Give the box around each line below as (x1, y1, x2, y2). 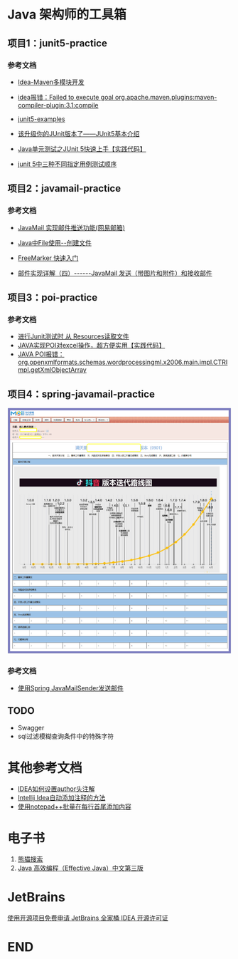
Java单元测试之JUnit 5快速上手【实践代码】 (17, 144, 146, 153)
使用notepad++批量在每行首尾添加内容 (17, 802, 131, 811)
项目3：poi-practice (7, 291, 98, 304)
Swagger (17, 724, 45, 732)
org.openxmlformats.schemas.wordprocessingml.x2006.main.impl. (17, 358, 214, 367)
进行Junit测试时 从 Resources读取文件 (17, 332, 129, 341)
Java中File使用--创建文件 (17, 238, 92, 247)
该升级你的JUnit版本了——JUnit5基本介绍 (17, 129, 140, 138)
